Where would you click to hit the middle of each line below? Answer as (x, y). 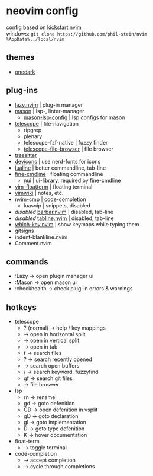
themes (20, 57)
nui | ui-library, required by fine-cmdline (72, 180)
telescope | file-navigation (46, 123)
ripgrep (32, 130)
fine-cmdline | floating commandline (59, 174)
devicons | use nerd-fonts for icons (58, 161)
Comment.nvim (33, 243)
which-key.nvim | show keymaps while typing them (77, 224)
